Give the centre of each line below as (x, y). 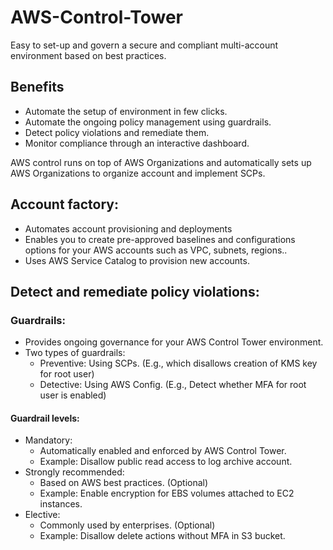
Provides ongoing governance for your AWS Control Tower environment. (174, 342)
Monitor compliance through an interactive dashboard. (137, 143)
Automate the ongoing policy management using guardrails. (148, 122)
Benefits (37, 87)
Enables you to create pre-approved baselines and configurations (160, 239)
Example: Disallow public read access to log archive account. (166, 462)
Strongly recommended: (74, 472)
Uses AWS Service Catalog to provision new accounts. (137, 260)
